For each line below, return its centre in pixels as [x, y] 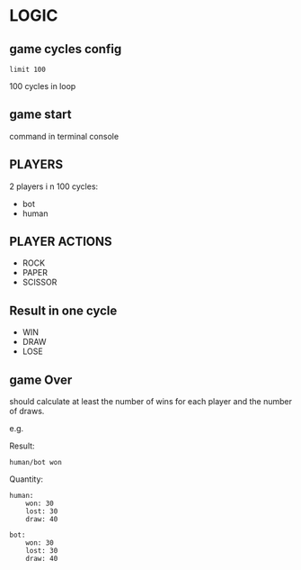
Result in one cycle [63, 310]
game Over [41, 380]
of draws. [27, 412]
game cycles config [66, 49]
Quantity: [26, 479]
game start [40, 115]
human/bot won [36, 463]
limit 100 [28, 69]
